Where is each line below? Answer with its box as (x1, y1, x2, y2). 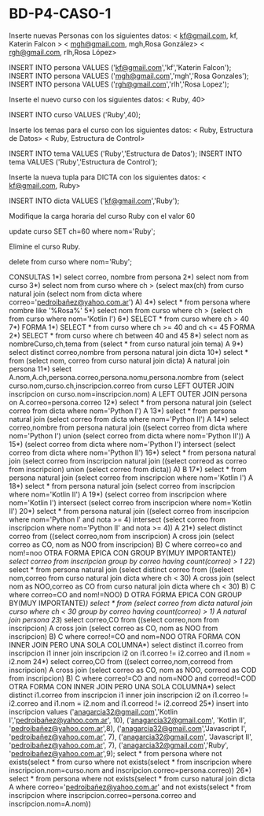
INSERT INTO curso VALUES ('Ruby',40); (9, 109, 141, 119)
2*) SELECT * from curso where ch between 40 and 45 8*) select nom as (9, 330, 249, 340)
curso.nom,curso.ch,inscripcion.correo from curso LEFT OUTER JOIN (9, 381, 235, 390)
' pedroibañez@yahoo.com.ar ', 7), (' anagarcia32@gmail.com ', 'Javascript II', (9, 732, 254, 741)
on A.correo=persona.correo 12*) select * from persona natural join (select (9, 397, 252, 407)
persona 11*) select (9, 364, 72, 374)
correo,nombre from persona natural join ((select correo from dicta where (9, 423, 248, 432)
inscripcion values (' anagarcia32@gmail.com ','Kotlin (9, 707, 178, 716)
